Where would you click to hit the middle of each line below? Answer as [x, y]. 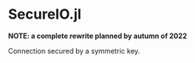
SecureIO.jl [45, 14]
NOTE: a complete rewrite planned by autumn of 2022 [97, 36]
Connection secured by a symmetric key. [74, 51]
